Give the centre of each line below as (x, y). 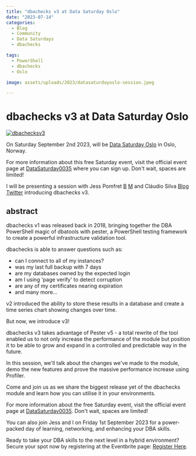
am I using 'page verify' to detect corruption (68, 279)
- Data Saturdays (33, 39)
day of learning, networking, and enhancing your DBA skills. (98, 429)
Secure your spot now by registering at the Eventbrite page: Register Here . (97, 446)
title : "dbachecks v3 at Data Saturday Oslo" (63, 12)
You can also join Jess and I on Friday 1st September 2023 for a (84, 422)
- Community (26, 34)
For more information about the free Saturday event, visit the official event (96, 405)
